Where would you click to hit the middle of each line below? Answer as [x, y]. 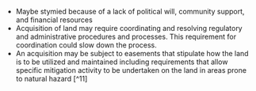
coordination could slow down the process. [86, 45]
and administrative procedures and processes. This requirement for [126, 36]
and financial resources [54, 20]
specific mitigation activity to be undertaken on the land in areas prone [131, 70]
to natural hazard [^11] [52, 79]
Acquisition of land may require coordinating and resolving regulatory [129, 28]
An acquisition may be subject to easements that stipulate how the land [132, 53]
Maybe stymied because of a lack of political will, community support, [130, 11]
